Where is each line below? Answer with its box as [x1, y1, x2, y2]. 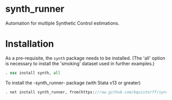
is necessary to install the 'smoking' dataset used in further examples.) [5, 60, 155, 67]
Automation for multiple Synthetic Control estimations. [5, 20, 120, 26]
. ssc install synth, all [5, 70, 60, 75]
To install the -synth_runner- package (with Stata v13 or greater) [5, 79, 141, 86]
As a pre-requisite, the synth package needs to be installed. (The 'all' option [5, 55, 165, 61]
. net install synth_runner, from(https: [5, 89, 95, 95]
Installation [5, 38, 54, 50]
